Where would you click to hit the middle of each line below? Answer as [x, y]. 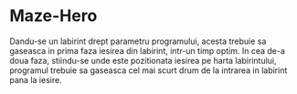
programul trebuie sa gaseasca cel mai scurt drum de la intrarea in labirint [148, 70]
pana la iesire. [36, 79]
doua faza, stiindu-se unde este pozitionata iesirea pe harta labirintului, [143, 60]
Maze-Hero [53, 16]
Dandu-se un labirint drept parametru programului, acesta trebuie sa [138, 41]
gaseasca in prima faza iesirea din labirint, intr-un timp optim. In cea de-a [148, 50]
